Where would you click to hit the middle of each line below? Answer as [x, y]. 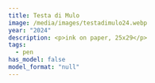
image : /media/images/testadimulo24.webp [78, 23]
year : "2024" [30, 30]
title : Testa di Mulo [44, 15]
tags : [17, 45]
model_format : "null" [44, 67]
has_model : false [37, 60]
